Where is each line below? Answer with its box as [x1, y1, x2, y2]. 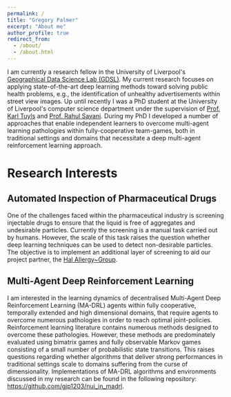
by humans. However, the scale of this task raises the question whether [7, 233, 210, 241]
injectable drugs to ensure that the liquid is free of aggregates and [7, 219, 195, 227]
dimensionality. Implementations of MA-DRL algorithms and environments [7, 367, 217, 376]
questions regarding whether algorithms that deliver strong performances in [7, 352, 223, 360]
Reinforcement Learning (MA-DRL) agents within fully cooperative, [7, 301, 197, 309]
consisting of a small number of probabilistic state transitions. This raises [7, 345, 215, 353]
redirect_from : [7, 36, 51, 43]
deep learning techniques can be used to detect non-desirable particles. [7, 240, 213, 249]
